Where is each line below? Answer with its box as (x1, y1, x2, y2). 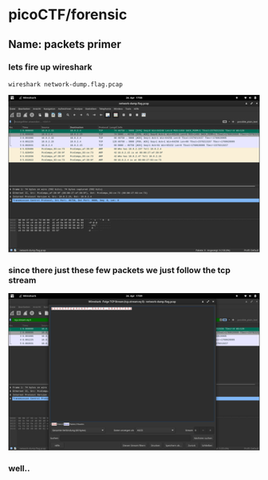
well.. (8, 463, 30, 474)
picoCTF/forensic (8, 6, 128, 24)
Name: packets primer (8, 38, 122, 51)
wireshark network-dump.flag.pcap (8, 80, 124, 89)
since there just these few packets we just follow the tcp (8, 264, 231, 276)
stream (8, 274, 37, 285)
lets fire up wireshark (8, 61, 93, 73)
